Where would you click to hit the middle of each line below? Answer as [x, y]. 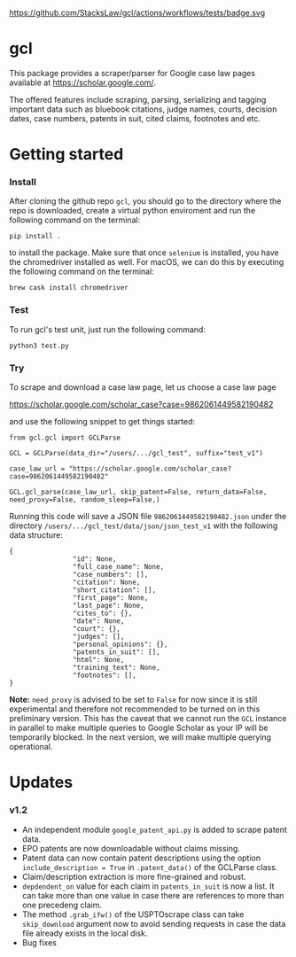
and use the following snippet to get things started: [102, 422]
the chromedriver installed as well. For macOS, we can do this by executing [147, 262]
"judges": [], [98, 637]
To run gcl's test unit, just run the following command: [108, 329]
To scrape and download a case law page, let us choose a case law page [143, 387]
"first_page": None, [110, 598]
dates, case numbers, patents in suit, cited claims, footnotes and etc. [135, 118]
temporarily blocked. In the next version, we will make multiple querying [140, 737]
